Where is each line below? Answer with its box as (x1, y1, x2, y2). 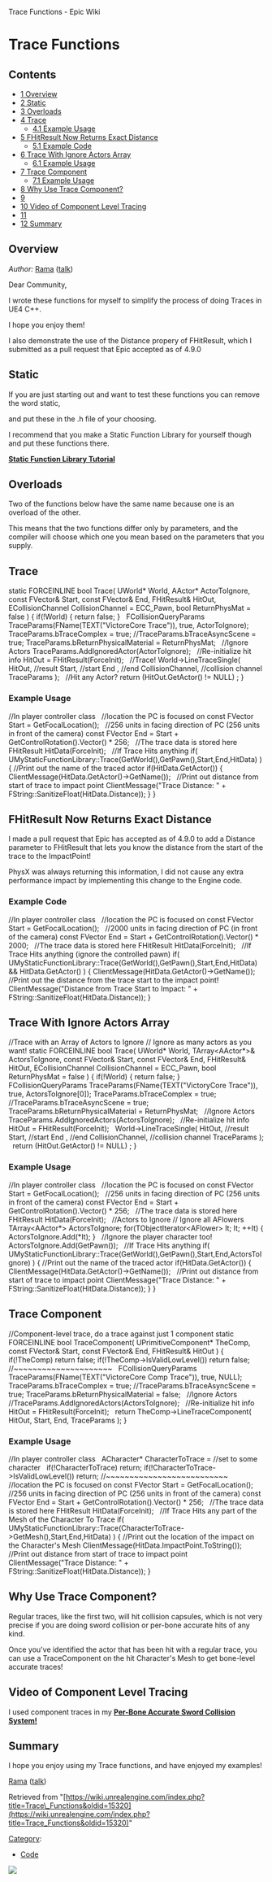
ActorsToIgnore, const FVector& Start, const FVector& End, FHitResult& (8, 1055, 246, 1065)
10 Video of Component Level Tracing (19, 202, 147, 211)
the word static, (8, 398, 61, 407)
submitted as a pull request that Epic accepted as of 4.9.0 (8, 344, 201, 354)
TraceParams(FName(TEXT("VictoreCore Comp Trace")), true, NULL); (8, 1372, 243, 1382)
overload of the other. (8, 508, 81, 517)
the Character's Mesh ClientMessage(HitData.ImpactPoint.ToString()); (8, 1540, 242, 1550)
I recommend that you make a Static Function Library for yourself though (8, 429, 252, 439)
